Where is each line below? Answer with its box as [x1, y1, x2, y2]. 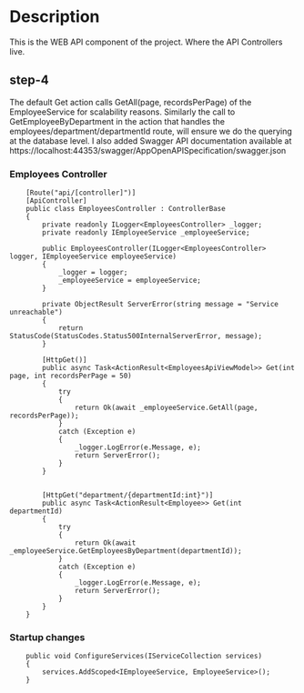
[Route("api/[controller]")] [25, 188, 137, 197]
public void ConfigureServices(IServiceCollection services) [25, 652, 262, 661]
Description [9, 6, 100, 27]
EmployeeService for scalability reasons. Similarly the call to [9, 106, 236, 117]
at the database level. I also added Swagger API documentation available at [9, 135, 292, 146]
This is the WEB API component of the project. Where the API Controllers [9, 36, 283, 47]
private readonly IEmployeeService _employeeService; [42, 228, 250, 237]
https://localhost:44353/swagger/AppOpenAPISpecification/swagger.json [9, 145, 287, 156]
